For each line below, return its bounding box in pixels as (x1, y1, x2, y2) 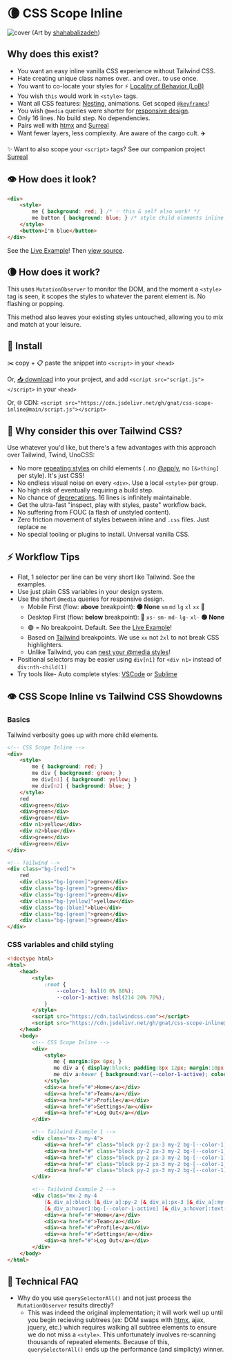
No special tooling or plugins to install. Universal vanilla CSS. (17, 530, 190, 539)
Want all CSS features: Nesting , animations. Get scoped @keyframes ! (17, 99, 210, 107)
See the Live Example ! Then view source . (7, 246, 125, 254)
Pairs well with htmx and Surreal (17, 121, 109, 129)
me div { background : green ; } (32, 769, 122, 777)
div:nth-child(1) (17, 664, 68, 671)
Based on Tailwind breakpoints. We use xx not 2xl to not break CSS (27, 633, 220, 641)
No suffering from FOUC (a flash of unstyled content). (17, 508, 171, 517)
